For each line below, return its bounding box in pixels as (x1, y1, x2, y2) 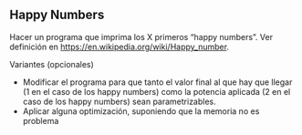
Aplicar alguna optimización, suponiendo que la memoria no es (22, 105, 260, 117)
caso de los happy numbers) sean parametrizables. (22, 96, 216, 107)
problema (22, 115, 59, 126)
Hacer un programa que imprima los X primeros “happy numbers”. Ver (9, 31, 274, 42)
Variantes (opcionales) (9, 58, 94, 69)
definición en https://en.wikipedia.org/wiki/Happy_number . (9, 41, 230, 52)
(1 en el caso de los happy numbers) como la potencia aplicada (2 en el (22, 86, 291, 97)
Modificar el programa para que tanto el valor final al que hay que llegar (22, 77, 293, 88)
